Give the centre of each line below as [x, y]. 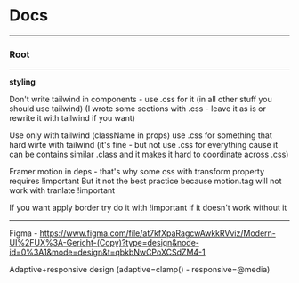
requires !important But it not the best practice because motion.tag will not [145, 181]
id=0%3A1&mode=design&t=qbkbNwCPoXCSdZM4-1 [108, 252]
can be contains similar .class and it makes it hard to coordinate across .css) [149, 154]
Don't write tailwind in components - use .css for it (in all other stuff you [141, 100]
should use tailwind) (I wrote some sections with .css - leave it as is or [138, 109]
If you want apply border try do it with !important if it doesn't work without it [148, 208]
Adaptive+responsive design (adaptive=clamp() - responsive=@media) [140, 270]
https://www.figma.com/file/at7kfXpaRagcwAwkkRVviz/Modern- [158, 233]
